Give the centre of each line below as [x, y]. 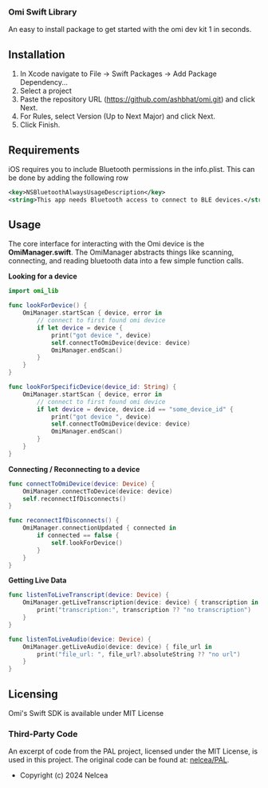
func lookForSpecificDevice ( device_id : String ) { [93, 387]
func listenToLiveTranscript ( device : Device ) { [89, 595]
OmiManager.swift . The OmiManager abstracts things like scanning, [121, 252]
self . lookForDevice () [87, 542]
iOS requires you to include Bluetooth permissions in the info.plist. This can [132, 169]
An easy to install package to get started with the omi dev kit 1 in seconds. [130, 30]
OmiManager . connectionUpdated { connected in [100, 528]
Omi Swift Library [43, 12]
